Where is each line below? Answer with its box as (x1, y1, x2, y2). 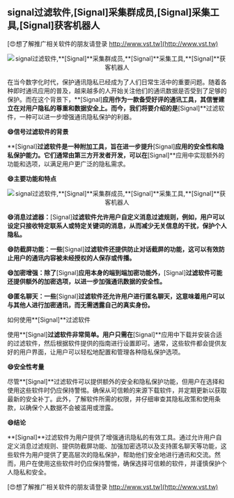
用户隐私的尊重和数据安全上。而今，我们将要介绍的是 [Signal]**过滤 (25, 104, 219, 112)
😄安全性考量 (7, 362, 45, 371)
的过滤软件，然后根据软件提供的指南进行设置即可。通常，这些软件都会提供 (7, 339, 221, 347)
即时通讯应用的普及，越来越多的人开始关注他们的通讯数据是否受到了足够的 (13, 86, 227, 95)
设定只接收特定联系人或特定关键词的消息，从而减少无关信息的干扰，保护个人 (7, 221, 227, 230)
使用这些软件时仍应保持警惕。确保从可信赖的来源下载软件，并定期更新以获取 (7, 386, 227, 394)
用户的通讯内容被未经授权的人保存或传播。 (13, 254, 136, 262)
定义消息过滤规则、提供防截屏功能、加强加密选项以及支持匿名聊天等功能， (7, 442, 221, 450)
